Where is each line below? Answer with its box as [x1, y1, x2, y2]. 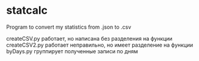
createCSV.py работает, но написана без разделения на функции [6, 35, 173, 42]
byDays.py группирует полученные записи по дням [6, 47, 138, 54]
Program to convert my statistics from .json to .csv [6, 23, 132, 30]
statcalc [6, 4, 48, 17]
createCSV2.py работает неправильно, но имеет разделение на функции [6, 41, 194, 48]
